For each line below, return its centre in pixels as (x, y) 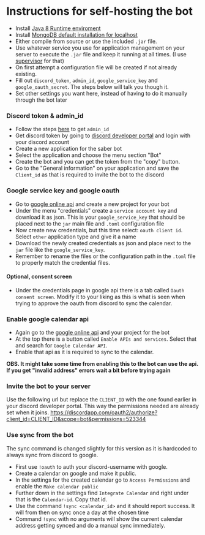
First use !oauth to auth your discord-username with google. (91, 466)
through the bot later (41, 100)
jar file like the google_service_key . (60, 249)
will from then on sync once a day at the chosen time (82, 512)
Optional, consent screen (39, 276)
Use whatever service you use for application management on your (100, 48)
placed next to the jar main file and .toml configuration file (90, 223)
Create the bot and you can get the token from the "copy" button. (98, 162)
